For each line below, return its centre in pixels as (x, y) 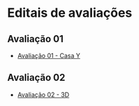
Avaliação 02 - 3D (43, 94)
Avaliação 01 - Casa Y (49, 55)
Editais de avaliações (70, 13)
